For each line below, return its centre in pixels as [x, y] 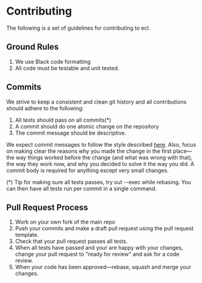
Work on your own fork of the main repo [65, 222]
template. [27, 235]
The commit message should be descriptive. [70, 133]
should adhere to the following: [45, 108]
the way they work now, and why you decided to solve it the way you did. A [100, 164]
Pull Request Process [47, 207]
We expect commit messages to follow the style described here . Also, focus [101, 144]
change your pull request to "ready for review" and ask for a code [97, 254]
